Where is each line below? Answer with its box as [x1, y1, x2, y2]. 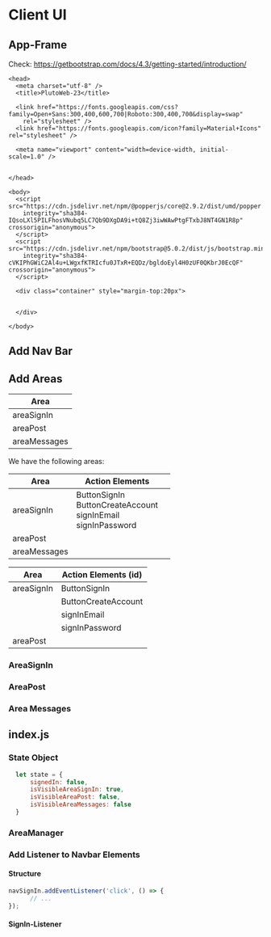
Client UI [8, 6, 67, 24]
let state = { [15, 770, 63, 779]
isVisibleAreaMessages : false [29, 800, 131, 809]
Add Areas [8, 372, 63, 386]
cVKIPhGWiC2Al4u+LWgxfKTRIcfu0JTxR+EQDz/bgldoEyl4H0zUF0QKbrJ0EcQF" [8, 259, 244, 267]
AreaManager [8, 827, 65, 838]
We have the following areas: [8, 457, 105, 466]
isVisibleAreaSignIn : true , [29, 786, 125, 794]
